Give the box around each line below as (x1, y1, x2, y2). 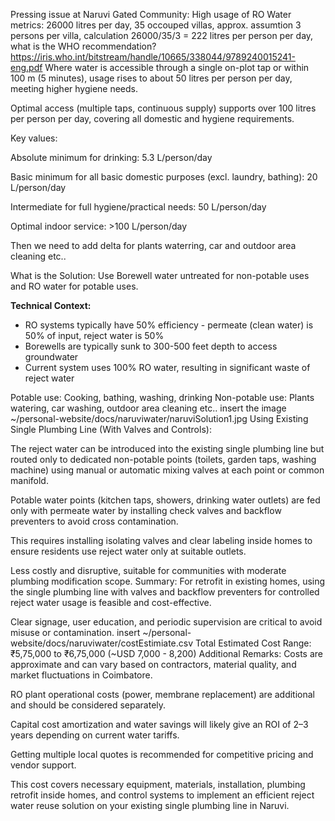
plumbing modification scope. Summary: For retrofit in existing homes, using (10, 575, 326, 587)
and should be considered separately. (10, 699, 167, 711)
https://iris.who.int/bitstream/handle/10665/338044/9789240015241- (10, 51, 296, 63)
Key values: (10, 132, 58, 144)
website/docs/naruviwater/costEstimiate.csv (10, 637, 194, 649)
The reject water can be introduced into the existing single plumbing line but (10, 443, 325, 454)
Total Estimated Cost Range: (194, 637, 312, 649)
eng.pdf (10, 62, 43, 73)
